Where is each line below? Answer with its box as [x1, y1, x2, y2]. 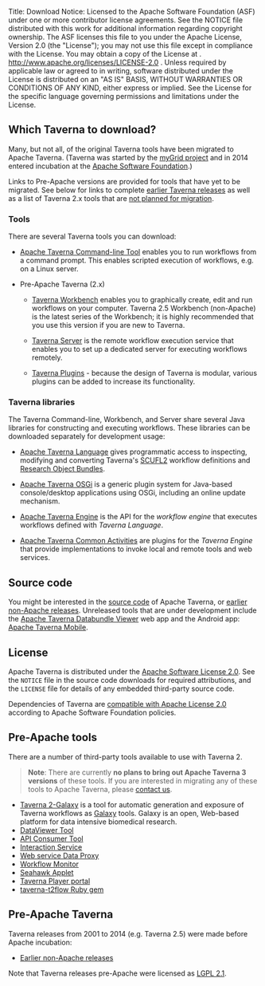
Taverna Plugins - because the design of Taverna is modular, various [31, 369, 257, 378]
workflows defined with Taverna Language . [19, 520, 164, 530]
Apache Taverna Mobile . [8, 622, 89, 633]
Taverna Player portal [19, 876, 91, 885]
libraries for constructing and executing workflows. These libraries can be [8, 423, 251, 433]
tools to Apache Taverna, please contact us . [27, 784, 173, 794]
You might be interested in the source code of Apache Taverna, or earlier [8, 598, 248, 607]
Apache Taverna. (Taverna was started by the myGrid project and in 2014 [8, 152, 249, 162]
